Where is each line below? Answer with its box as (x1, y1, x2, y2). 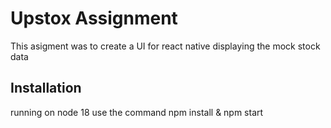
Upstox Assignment (10, 7, 178, 30)
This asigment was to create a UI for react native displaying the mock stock (10, 40, 321, 52)
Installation (10, 80, 82, 97)
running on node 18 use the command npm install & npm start (10, 106, 264, 118)
